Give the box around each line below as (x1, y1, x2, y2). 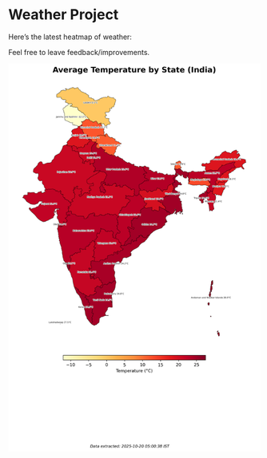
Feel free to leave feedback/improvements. (8, 47, 150, 57)
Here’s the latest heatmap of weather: (8, 32, 132, 41)
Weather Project (8, 6, 119, 24)
